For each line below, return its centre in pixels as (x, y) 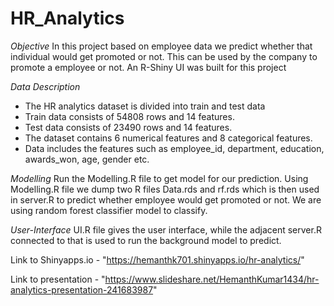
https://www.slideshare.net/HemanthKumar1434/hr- (212, 279)
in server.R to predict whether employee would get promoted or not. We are (166, 199)
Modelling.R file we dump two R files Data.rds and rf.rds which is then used (165, 189)
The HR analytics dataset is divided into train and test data (145, 106)
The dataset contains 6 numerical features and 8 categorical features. (168, 138)
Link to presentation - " (58, 279)
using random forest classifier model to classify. (109, 210)
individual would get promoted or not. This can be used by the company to (164, 56)
